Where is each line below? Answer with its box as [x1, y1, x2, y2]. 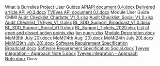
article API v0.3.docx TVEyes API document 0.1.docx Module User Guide [5, 9, 149, 15]
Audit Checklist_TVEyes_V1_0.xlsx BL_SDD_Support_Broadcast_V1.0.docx [5, 19, 150, 25]
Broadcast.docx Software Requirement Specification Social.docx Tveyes [5, 46, 149, 51]
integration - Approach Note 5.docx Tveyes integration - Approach [5, 50, 138, 56]
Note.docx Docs [5, 56, 37, 61]
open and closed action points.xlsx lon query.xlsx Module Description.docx [5, 30, 155, 35]
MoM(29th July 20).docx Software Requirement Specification [5, 40, 128, 46]
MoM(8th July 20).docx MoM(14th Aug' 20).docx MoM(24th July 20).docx [5, 35, 154, 41]
